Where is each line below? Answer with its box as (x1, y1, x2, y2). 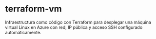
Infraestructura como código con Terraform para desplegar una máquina (5, 19, 151, 25)
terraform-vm (5, 3, 62, 14)
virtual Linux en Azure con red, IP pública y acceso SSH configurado (5, 24, 143, 30)
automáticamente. (5, 29, 41, 35)
